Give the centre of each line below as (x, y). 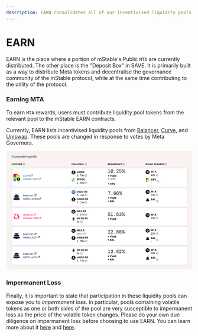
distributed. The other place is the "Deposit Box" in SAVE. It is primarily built (98, 65)
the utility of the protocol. (37, 84)
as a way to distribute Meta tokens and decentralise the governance (89, 72)
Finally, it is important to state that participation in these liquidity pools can (97, 296)
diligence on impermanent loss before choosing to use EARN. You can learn (98, 321)
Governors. (20, 143)
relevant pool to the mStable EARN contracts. (61, 119)
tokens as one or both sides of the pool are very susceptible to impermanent (99, 308)
